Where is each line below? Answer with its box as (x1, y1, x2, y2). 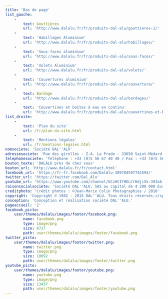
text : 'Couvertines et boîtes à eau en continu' (23, 105, 126, 110)
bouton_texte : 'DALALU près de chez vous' (5, 160, 95, 165)
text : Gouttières (23, 21, 59, 26)
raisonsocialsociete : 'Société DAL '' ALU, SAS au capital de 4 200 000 (5, 184, 155, 189)
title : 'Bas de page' (5, 7, 50, 12)
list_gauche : (5, 12, 32, 17)
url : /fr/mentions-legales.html (23, 142, 91, 147)
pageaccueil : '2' (5, 202, 41, 207)
